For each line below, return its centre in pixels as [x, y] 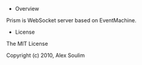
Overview [27, 9]
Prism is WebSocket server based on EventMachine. [72, 20]
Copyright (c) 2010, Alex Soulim [46, 55]
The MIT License [27, 44]
